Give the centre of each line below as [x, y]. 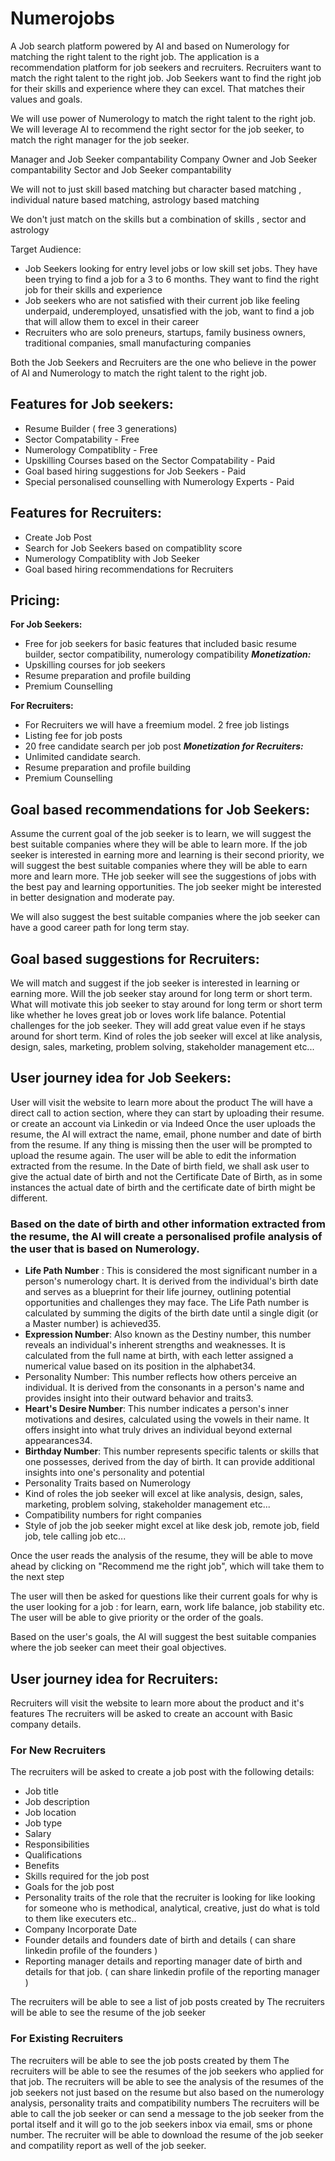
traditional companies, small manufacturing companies [138, 343]
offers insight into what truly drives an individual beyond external [158, 1430]
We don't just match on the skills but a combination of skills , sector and [158, 219]
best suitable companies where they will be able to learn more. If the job [159, 844]
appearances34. [58, 1441]
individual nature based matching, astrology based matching [135, 199]
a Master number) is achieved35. [93, 1324]
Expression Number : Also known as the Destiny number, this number [168, 1334]
